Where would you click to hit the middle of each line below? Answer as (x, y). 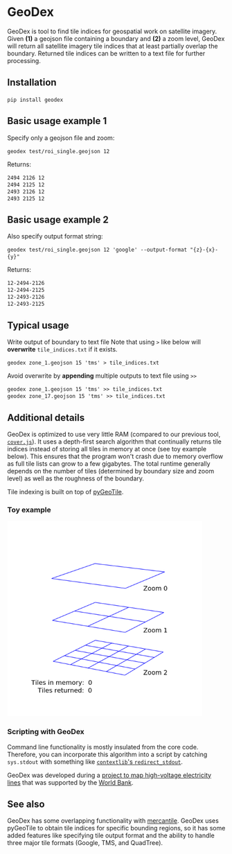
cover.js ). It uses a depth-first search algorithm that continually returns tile (114, 442)
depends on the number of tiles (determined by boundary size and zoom (111, 471)
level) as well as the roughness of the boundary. (75, 478)
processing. (24, 60)
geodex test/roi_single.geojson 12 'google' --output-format (97, 250)
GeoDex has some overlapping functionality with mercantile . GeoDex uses (113, 821)
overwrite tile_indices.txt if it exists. (62, 349)
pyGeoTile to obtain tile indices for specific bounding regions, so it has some (116, 828)
